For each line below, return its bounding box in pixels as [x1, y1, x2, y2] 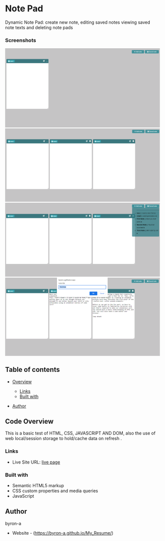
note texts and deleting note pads [5, 24, 73, 30]
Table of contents [5, 365, 60, 374]
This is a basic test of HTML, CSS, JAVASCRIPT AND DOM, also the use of [5, 430, 156, 436]
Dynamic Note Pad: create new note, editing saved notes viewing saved [5, 19, 151, 25]
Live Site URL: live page [12, 459, 60, 465]
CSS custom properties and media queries [12, 488, 98, 494]
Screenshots [5, 36, 36, 43]
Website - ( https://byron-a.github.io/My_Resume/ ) [12, 530, 114, 536]
